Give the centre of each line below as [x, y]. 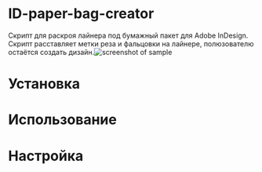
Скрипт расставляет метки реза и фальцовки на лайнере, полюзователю [131, 43]
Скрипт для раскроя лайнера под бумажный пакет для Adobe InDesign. [128, 35]
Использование [63, 120]
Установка [44, 84]
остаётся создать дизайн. [51, 52]
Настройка [46, 156]
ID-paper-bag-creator [81, 14]
